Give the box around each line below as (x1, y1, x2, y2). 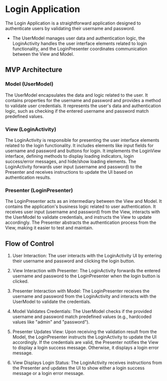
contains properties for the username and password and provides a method (5, 97, 161, 103)
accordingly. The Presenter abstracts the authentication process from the (5, 219, 156, 226)
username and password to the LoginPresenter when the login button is (12, 273, 160, 279)
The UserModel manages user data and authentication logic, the (12, 35, 145, 41)
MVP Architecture (5, 66, 62, 74)
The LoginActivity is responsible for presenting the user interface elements (5, 137, 159, 143)
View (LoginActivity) (5, 126, 56, 133)
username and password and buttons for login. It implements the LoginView (5, 148, 161, 154)
